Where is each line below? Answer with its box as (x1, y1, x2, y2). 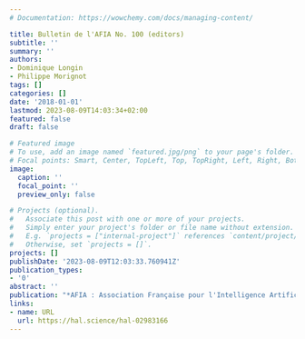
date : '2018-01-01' (9, 97, 84, 106)
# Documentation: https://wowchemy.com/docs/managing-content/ (9, 13, 254, 23)
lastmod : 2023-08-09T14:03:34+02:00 (9, 105, 148, 115)
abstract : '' (9, 283, 59, 292)
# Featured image (9, 139, 75, 148)
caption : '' (17, 173, 64, 182)
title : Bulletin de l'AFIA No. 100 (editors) (9, 29, 184, 39)
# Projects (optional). (9, 206, 100, 215)
